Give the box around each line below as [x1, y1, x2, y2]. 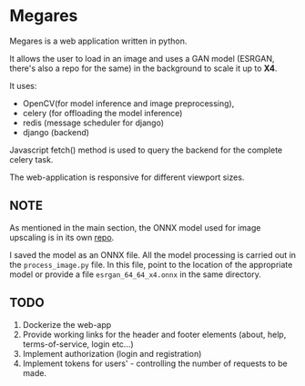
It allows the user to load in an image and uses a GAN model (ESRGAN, [9, 53, 275, 64]
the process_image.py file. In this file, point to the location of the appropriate [9, 259, 293, 270]
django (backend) [22, 126, 89, 137]
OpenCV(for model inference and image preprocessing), [22, 97, 235, 109]
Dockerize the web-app [22, 319, 112, 330]
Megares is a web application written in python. [9, 35, 188, 46]
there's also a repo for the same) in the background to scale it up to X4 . [9, 63, 278, 74]
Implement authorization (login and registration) [22, 348, 202, 359]
